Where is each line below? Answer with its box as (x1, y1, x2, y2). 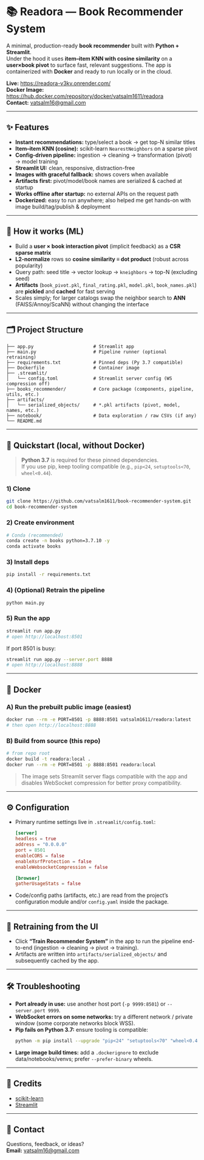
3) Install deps (6, 558, 50, 566)
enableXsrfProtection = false (15, 858, 92, 865)
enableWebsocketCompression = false (15, 864, 108, 870)
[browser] (15, 875, 41, 881)
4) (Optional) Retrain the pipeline (6, 586, 105, 594)
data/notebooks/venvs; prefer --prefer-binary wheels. (15, 1055, 153, 1062)
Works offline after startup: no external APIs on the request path (15, 190, 179, 197)
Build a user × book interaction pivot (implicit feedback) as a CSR (15, 242, 181, 250)
